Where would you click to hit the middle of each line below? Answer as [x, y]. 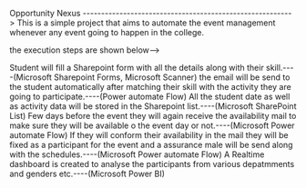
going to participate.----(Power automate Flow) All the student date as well [150, 96]
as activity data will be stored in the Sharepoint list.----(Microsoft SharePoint [153, 106]
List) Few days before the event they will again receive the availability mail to [153, 116]
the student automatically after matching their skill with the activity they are [150, 87]
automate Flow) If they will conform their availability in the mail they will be [149, 135]
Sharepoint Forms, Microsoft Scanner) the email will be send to [172, 77]
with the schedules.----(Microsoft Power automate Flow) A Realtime [137, 154]
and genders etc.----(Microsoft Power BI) [87, 173]
